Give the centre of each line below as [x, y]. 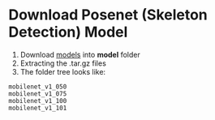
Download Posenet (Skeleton [108, 15]
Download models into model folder [80, 54]
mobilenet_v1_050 [38, 87]
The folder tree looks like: [63, 71]
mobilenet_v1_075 [38, 94]
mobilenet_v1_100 [38, 101]
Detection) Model [68, 32]
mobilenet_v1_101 [38, 108]
